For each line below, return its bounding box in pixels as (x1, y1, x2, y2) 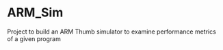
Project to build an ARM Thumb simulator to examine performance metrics (7, 27, 217, 36)
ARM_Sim (7, 5, 64, 21)
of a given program (7, 34, 62, 42)
